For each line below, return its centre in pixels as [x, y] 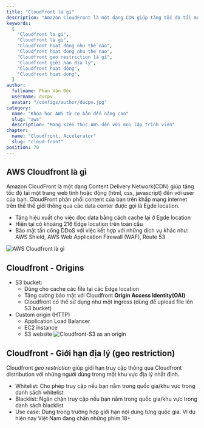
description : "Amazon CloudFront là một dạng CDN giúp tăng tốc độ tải [99, 18]
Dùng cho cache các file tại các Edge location [82, 289]
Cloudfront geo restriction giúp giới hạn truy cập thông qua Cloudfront [94, 368]
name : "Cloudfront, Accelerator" [54, 136]
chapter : [17, 131]
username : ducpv [32, 97]
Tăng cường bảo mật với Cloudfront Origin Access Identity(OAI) [105, 296]
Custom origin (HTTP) [42, 315]
